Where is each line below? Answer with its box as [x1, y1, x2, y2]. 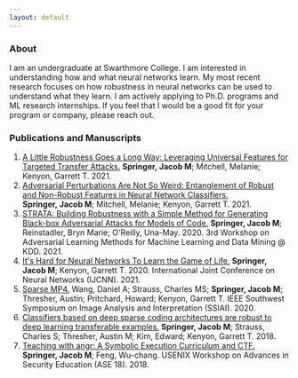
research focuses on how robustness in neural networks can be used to [9, 81, 273, 91]
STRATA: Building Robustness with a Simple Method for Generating [21, 209, 269, 219]
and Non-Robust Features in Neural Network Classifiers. [21, 190, 229, 201]
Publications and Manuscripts [9, 131, 142, 144]
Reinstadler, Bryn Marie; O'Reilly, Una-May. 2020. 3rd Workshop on [21, 227, 270, 238]
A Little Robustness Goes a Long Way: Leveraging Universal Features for [21, 152, 289, 162]
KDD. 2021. [21, 246, 64, 257]
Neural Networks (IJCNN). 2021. [21, 274, 141, 285]
